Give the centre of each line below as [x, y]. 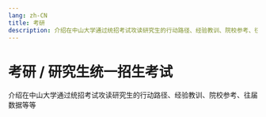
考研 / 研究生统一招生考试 [91, 72]
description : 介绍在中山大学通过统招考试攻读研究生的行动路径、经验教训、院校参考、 [131, 30]
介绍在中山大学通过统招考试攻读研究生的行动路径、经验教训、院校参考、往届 [133, 95]
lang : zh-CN [28, 15]
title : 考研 [27, 23]
